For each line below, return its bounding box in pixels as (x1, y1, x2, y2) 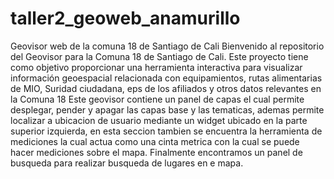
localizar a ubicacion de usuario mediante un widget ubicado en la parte (10, 114, 308, 126)
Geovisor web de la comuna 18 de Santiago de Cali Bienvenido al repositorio (10, 40, 325, 52)
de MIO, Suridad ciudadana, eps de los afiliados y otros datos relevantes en (10, 82, 322, 94)
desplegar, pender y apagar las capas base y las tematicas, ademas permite (10, 103, 325, 116)
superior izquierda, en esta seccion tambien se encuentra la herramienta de (10, 125, 323, 137)
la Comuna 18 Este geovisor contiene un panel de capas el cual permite (10, 93, 305, 105)
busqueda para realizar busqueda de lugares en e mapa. (10, 157, 244, 169)
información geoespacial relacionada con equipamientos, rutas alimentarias (10, 72, 323, 84)
